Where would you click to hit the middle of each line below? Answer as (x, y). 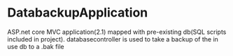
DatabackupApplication (78, 13)
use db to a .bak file (36, 46)
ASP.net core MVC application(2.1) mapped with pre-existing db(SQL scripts (117, 32)
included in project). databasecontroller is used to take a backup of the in (113, 39)
